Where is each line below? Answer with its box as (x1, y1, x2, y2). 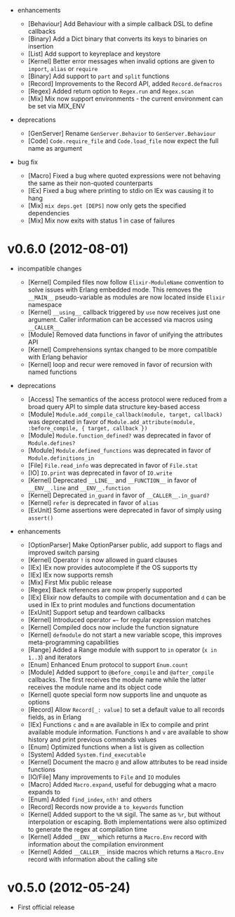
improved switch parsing (27, 548, 100, 556)
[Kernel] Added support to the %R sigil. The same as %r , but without (27, 810, 221, 818)
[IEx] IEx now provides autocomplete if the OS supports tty (27, 563, 198, 571)
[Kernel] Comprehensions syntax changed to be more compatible (27, 345, 217, 354)
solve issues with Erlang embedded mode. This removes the (27, 285, 203, 294)
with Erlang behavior (27, 352, 88, 361)
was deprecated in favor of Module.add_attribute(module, (27, 417, 196, 425)
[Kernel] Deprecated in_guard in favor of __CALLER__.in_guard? (27, 491, 210, 499)
